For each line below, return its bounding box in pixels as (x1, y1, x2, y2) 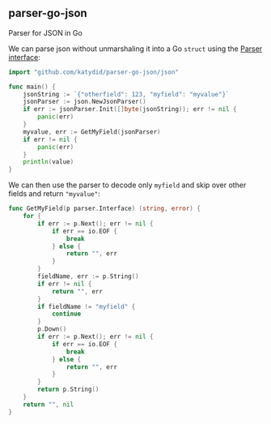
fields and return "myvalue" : (8, 189, 100, 199)
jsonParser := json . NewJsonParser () (23, 97, 147, 106)
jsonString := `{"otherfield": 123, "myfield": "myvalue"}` (23, 90, 230, 98)
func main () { (8, 83, 57, 91)
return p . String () (37, 385, 100, 394)
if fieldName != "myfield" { (37, 302, 136, 311)
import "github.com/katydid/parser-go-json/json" (8, 68, 180, 76)
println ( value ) (23, 158, 74, 166)
